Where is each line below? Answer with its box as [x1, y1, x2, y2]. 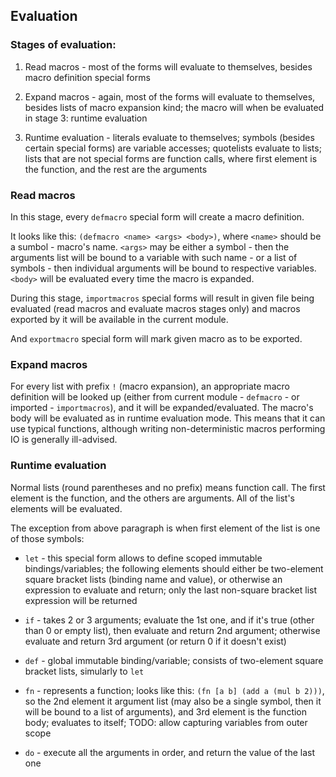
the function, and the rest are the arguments [24, 163, 208, 175]
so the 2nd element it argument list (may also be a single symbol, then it [24, 695, 322, 707]
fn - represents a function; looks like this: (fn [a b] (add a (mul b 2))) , [24, 684, 325, 696]
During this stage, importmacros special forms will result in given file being [10, 292, 315, 304]
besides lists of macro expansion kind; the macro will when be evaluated [24, 101, 325, 113]
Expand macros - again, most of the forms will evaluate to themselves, [24, 90, 316, 103]
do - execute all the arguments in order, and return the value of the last [24, 746, 315, 758]
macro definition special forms [24, 71, 151, 83]
